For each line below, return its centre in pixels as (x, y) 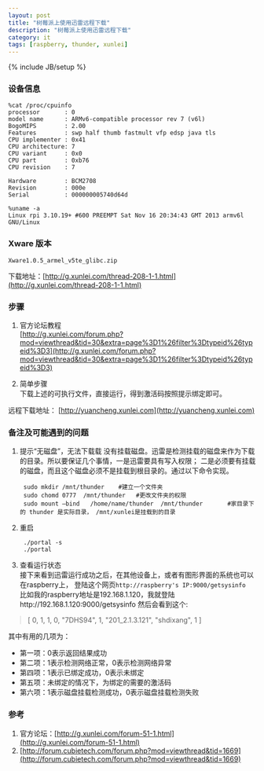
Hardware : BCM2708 (52, 182)
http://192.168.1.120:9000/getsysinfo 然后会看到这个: (104, 604)
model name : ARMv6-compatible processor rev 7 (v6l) (107, 119)
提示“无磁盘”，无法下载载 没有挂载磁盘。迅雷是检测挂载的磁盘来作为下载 (137, 451)
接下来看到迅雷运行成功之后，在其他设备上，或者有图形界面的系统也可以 (136, 575)
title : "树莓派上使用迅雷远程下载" (59, 23)
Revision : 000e (47, 188)
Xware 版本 (30, 244)
